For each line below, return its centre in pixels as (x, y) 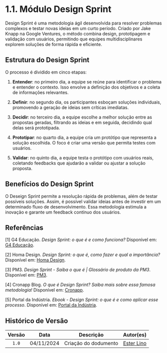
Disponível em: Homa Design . (35, 260)
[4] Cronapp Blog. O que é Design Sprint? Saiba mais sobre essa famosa (80, 285)
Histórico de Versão (37, 321)
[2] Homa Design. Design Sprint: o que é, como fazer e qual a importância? (83, 255)
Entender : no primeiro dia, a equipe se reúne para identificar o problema (87, 81)
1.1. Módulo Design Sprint (58, 9)
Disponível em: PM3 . (26, 275)
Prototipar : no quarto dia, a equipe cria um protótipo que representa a (84, 137)
